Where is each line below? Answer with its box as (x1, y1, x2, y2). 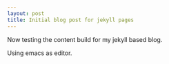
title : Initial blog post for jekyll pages (7, 17, 135, 23)
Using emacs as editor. (7, 49, 72, 57)
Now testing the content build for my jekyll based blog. (7, 35, 163, 43)
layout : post (7, 10, 45, 17)
